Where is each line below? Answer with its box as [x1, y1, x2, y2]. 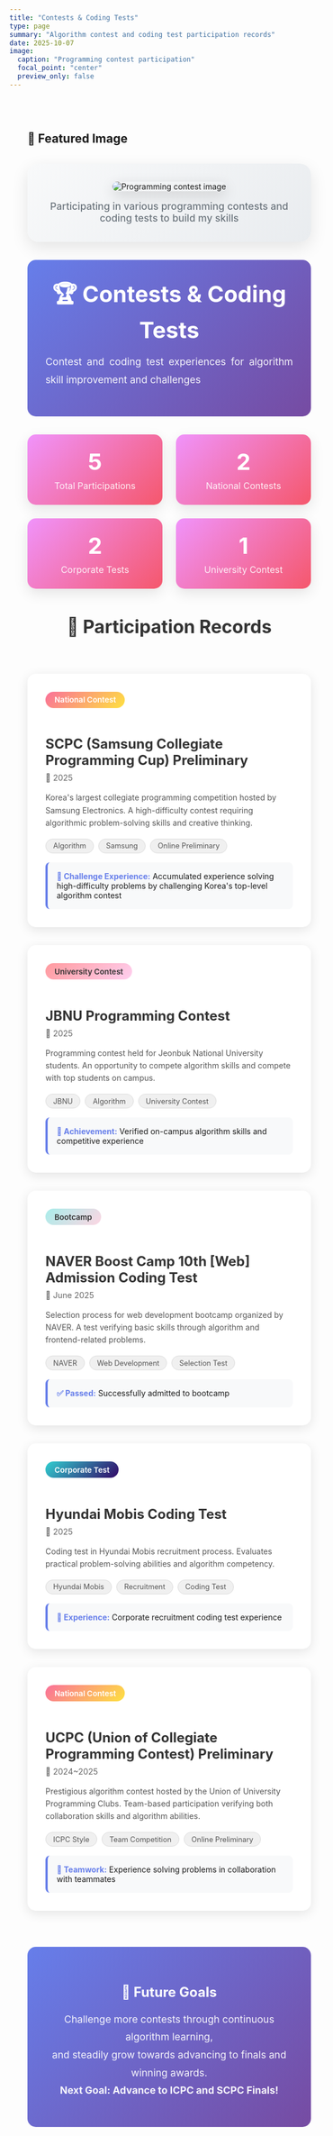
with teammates [57, 1874, 116, 1885]
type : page [9, 22, 50, 31]
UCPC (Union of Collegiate [45, 1729, 218, 1746]
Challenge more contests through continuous [64, 2013, 274, 2025]
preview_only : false [17, 72, 94, 81]
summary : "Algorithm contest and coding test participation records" [9, 30, 276, 39]
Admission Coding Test [45, 1268, 198, 1286]
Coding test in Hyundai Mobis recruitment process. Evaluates [45, 1546, 273, 1557]
